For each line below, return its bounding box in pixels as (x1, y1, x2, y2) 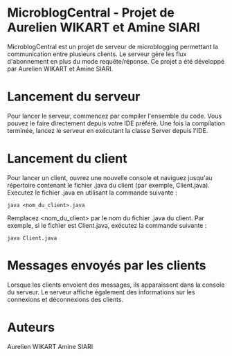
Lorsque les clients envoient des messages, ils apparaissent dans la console (7, 281, 225, 289)
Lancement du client (7, 151, 127, 167)
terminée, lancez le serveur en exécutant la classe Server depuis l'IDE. (7, 126, 208, 134)
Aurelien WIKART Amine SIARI (7, 342, 93, 350)
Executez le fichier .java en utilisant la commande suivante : (7, 188, 177, 197)
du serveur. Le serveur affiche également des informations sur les (7, 287, 195, 296)
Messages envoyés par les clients (7, 258, 206, 273)
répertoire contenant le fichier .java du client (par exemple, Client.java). (7, 181, 210, 189)
